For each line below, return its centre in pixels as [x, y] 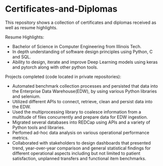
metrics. [21, 138]
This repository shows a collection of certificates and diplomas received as [81, 22]
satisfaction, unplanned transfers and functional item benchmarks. [79, 158]
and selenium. [26, 96]
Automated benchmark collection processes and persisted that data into [85, 86]
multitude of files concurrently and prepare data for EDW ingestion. [80, 117]
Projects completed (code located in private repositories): [63, 76]
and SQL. [22, 56]
